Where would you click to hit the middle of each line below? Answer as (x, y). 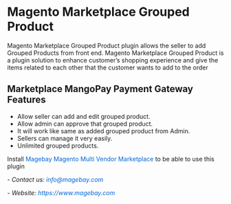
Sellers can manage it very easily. (65, 138)
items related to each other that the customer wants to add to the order (108, 67)
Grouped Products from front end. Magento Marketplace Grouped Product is (115, 53)
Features (26, 100)
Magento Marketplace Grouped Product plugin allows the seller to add (107, 45)
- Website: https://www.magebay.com (61, 192)
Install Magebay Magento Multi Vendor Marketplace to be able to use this (111, 159)
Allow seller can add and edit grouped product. (84, 116)
